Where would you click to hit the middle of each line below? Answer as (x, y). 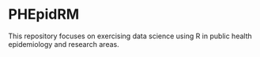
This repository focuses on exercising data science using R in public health (130, 36)
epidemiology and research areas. (64, 44)
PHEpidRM (44, 14)
